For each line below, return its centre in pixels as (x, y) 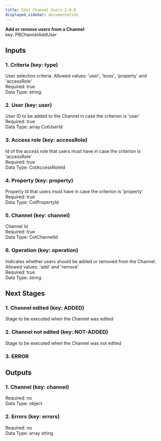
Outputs (19, 372)
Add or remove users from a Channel (45, 29)
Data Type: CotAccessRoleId (35, 167)
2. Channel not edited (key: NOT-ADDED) (57, 332)
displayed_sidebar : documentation (42, 15)
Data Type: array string (29, 433)
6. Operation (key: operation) (42, 250)
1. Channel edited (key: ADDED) (45, 308)
